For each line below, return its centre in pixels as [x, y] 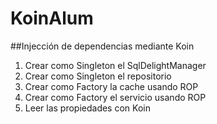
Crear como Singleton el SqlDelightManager [115, 65]
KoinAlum [52, 18]
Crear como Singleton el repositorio [98, 76]
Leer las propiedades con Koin [87, 108]
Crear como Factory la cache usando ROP [111, 86]
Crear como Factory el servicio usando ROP [115, 97]
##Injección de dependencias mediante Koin [102, 46]
